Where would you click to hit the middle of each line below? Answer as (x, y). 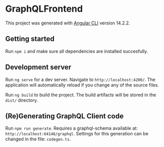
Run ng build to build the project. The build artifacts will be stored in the (81, 95)
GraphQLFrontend (44, 9)
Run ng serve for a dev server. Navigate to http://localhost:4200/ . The (80, 79)
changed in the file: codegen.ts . (38, 139)
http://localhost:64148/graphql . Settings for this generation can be (77, 134)
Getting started (30, 39)
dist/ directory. (22, 100)
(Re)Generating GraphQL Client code (64, 116)
